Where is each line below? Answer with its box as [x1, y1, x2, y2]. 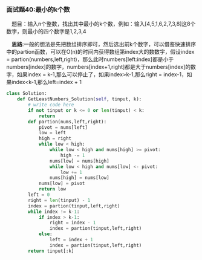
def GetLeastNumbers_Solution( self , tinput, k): [17, 96, 142, 102]
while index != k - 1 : [28, 209, 80, 215]
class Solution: [6, 91, 47, 97]
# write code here [28, 102, 74, 108]
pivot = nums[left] [38, 124, 88, 131]
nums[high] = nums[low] [49, 175, 110, 181]
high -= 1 [60, 152, 85, 158]
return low [38, 186, 67, 192]
